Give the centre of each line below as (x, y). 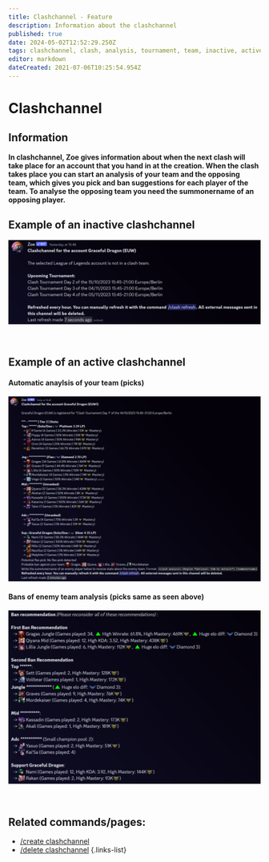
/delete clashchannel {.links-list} (73, 850)
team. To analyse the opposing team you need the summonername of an (131, 191)
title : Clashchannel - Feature (60, 17)
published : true (35, 34)
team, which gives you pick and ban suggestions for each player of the (128, 182)
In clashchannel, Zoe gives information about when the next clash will (127, 157)
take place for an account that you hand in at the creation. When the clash (134, 165)
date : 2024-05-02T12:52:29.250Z (62, 42)
